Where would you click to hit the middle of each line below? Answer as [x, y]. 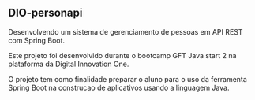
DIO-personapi [45, 13]
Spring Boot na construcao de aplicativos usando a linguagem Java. [119, 87]
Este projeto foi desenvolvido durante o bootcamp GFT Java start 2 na [122, 55]
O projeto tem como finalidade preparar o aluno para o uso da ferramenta [127, 79]
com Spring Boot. [37, 40]
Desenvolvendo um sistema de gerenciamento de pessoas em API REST [126, 31]
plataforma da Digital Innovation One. [69, 64]
